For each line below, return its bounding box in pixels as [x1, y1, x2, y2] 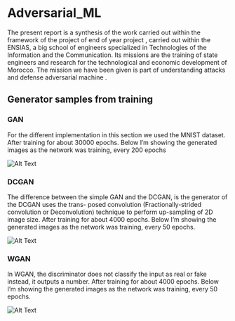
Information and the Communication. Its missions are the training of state [7, 51, 218, 59]
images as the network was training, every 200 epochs [7, 146, 166, 154]
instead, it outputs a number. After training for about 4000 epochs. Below [7, 277, 219, 286]
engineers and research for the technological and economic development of [7, 58, 228, 66]
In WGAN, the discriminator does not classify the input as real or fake [7, 270, 207, 279]
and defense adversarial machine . [7, 73, 107, 82]
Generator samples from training [7, 94, 153, 106]
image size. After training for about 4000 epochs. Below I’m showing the [7, 215, 217, 223]
